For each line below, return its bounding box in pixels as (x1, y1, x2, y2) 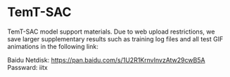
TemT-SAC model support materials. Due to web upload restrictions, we (7, 27, 215, 36)
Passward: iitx (7, 63, 48, 71)
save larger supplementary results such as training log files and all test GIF (7, 34, 224, 43)
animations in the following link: (7, 42, 98, 50)
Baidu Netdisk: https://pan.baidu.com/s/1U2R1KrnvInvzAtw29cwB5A (7, 55, 205, 64)
